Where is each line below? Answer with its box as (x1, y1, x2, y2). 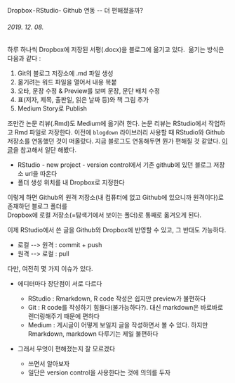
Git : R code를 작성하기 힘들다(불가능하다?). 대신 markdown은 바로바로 (27, 303, 224, 312)
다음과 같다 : (7, 54, 41, 63)
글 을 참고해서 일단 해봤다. (7, 146, 77, 154)
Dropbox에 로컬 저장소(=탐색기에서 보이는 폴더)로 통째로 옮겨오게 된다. (7, 211, 202, 220)
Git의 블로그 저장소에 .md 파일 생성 (17, 69, 114, 77)
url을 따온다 (25, 170, 58, 178)
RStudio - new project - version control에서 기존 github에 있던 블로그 (17, 161, 213, 169)
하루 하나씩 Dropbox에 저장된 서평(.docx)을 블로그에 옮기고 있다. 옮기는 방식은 (7, 45, 224, 54)
